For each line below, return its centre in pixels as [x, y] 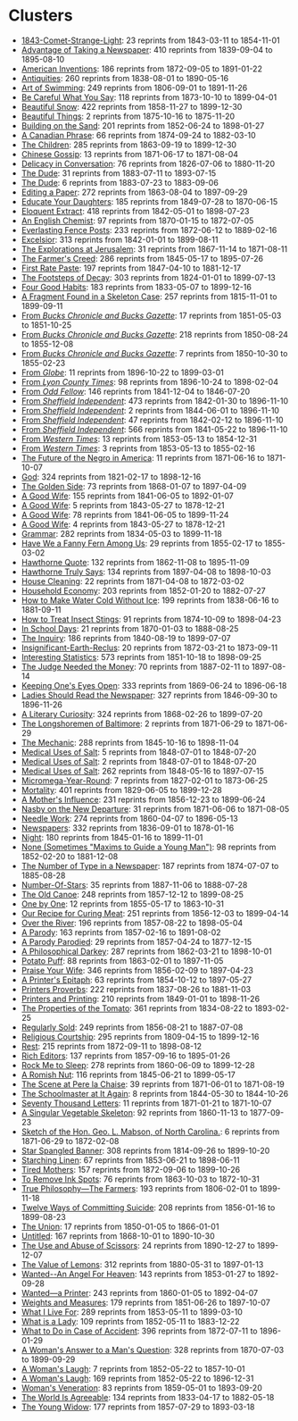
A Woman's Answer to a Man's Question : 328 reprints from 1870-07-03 [153, 1350]
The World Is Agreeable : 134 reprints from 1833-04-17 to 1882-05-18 [148, 1397]
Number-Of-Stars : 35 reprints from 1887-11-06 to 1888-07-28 [134, 884]
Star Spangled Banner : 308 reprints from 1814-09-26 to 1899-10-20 [145, 1150]
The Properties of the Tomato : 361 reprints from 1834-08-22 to [137, 1008]
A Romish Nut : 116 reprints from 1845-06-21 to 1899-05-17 [128, 1074]
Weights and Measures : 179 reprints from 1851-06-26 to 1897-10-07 [146, 1302]
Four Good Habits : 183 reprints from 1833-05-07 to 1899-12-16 [136, 287]
